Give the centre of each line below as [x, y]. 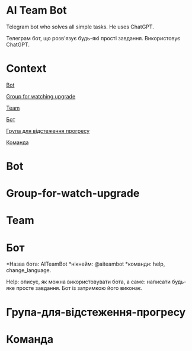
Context [26, 68]
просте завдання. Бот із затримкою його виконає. [79, 288]
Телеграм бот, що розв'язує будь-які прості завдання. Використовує [93, 38]
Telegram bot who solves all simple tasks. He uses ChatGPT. [80, 27]
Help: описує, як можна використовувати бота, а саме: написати [88, 282]
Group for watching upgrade [41, 96]
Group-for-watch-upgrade [73, 194]
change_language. [29, 270]
